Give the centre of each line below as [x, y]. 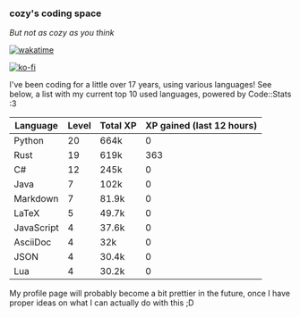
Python [29, 141]
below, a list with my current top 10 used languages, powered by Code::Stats [150, 94]
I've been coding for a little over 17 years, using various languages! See [141, 85]
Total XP [118, 126]
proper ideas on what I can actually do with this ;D [102, 303]
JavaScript [37, 228]
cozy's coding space [56, 13]
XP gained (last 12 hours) [201, 126]
